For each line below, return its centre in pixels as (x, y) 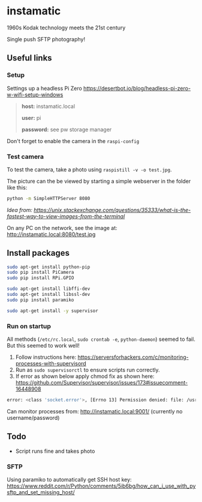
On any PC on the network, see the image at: (62, 228)
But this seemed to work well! (43, 346)
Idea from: (19, 210)
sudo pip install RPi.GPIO (40, 278)
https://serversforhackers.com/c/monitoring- (133, 357)
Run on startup (29, 326)
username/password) (33, 418)
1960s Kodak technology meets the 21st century (66, 28)
